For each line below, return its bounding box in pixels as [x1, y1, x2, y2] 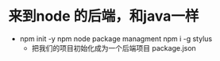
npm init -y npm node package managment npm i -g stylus [19, 33, 213, 44]
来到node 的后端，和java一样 [8, 7, 199, 25]
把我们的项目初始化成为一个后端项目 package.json [31, 43, 196, 52]
